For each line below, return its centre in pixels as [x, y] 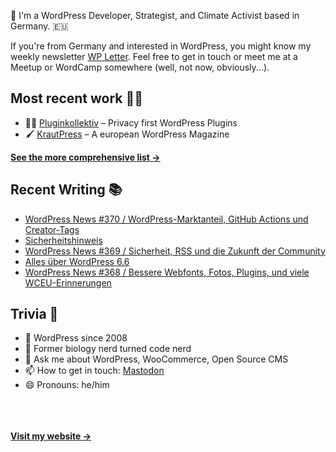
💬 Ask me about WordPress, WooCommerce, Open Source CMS [156, 359]
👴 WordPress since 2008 [76, 338]
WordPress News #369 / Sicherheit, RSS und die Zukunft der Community [175, 251]
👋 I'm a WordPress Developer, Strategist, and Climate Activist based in [155, 15]
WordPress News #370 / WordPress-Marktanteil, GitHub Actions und [166, 219]
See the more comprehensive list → [85, 157]
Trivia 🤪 [34, 314]
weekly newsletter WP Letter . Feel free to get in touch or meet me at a [154, 56]
